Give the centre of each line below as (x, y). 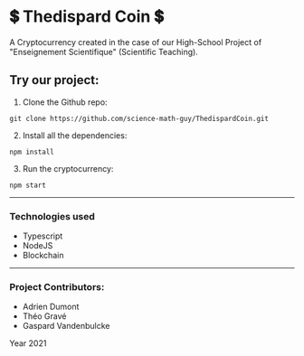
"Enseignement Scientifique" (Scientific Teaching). (104, 52)
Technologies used (52, 216)
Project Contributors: (57, 286)
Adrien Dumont (51, 307)
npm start (28, 185)
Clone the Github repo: (65, 102)
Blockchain (43, 256)
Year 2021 (28, 343)
